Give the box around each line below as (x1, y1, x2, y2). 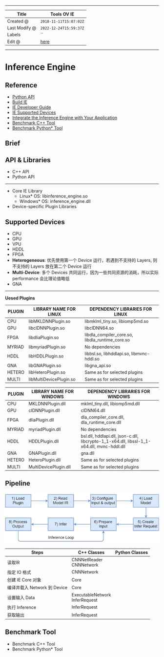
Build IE (12, 99, 28, 105)
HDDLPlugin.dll (28, 438, 59, 444)
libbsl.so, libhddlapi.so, (84, 350, 130, 357)
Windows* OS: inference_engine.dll (19, 198, 91, 204)
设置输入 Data (7, 594, 35, 600)
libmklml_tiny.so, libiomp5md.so (84, 318, 149, 324)
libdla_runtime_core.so (84, 337, 130, 343)
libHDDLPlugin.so (28, 353, 64, 359)
